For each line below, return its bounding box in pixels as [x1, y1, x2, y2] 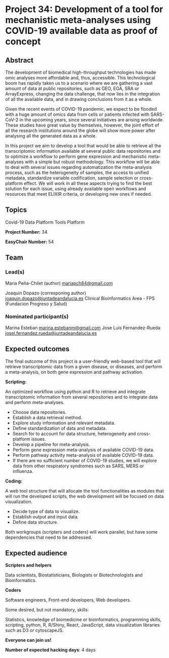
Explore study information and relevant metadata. [12, 420, 116, 426]
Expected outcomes [5, 345, 70, 354]
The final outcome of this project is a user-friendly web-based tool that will [5, 358, 161, 364]
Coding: [5, 478, 23, 484]
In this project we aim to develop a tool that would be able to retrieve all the [5, 143, 161, 149]
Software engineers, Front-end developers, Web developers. [5, 597, 131, 603]
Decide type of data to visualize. [12, 508, 80, 514]
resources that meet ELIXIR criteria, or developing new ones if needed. [5, 191, 152, 197]
